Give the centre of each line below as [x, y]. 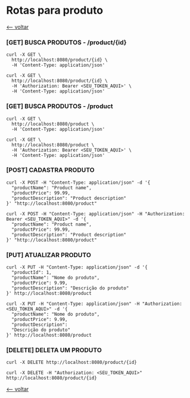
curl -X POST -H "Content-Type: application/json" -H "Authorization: [96, 214]
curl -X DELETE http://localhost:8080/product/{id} [71, 362]
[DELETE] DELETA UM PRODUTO [54, 350]
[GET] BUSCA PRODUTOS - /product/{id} [66, 42]
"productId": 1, [32, 273]
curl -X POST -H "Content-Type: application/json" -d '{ [78, 183]
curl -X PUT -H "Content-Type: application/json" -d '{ [77, 267]
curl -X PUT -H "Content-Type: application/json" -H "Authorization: [94, 304]
